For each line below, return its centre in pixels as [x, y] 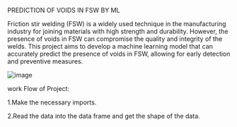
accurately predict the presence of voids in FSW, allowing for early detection [119, 54]
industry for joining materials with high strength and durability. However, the [118, 31]
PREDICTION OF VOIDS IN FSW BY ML [64, 10]
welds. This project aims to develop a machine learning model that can [110, 46]
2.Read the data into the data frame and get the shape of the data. [104, 116]
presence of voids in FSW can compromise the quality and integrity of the [115, 39]
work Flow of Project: [38, 89]
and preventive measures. [45, 61]
